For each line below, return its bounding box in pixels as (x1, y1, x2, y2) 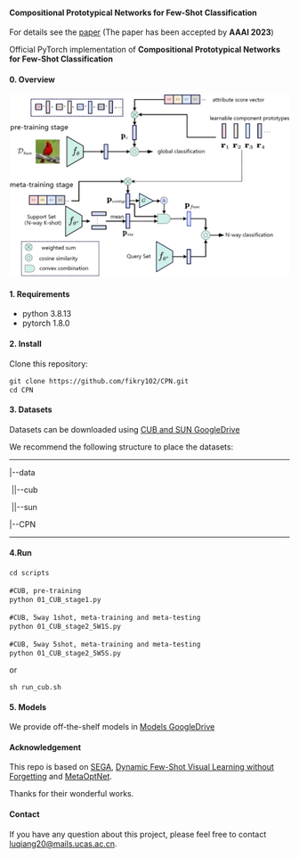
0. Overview (9, 74, 56, 85)
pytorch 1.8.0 (21, 318, 70, 329)
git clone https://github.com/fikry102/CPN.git (9, 376, 190, 385)
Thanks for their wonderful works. (9, 788, 134, 799)
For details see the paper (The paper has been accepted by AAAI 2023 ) (9, 27, 274, 37)
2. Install (9, 339, 42, 350)
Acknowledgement (9, 741, 82, 753)
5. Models (9, 701, 47, 713)
